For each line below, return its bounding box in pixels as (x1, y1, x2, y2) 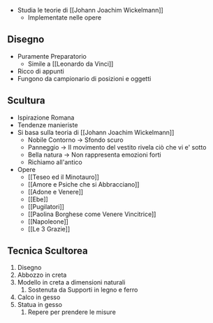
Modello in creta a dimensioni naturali (17, 278, 126, 287)
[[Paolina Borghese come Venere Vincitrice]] (27, 210, 156, 218)
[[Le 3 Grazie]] (27, 224, 71, 233)
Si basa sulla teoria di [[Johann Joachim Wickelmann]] (17, 128, 175, 136)
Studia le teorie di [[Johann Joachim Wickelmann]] (17, 6, 164, 14)
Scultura (7, 94, 45, 107)
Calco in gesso (17, 293, 61, 301)
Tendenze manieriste (17, 120, 78, 129)
